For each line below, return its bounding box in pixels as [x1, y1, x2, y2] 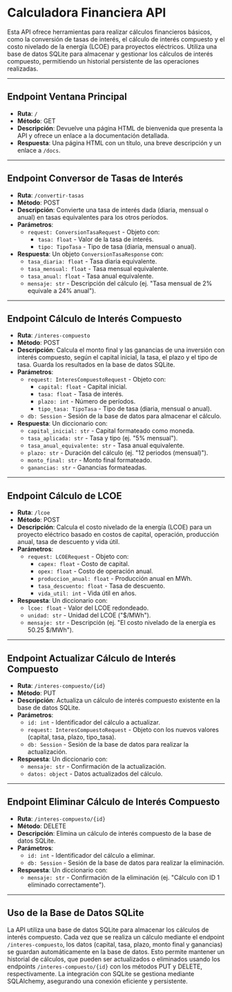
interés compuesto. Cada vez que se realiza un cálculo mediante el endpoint [7, 933, 224, 941]
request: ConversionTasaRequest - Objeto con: [27, 227, 160, 236]
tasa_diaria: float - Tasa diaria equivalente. [27, 257, 157, 265]
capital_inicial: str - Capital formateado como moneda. [27, 427, 195, 435]
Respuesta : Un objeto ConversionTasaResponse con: [17, 250, 164, 258]
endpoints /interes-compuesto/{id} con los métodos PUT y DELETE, [7, 962, 202, 971]
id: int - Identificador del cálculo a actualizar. [27, 718, 161, 727]
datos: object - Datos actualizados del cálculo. [27, 769, 163, 778]
